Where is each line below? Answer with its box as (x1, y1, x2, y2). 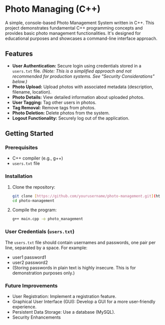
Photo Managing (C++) (5, 3, 101, 15)
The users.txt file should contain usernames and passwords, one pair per (5, 239, 156, 245)
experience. (12, 304, 37, 310)
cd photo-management (12, 198, 55, 203)
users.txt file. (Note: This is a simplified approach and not (12, 68, 132, 74)
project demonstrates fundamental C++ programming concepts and (5, 25, 143, 31)
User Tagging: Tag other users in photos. (12, 99, 97, 105)
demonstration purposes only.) (12, 270, 75, 276)
